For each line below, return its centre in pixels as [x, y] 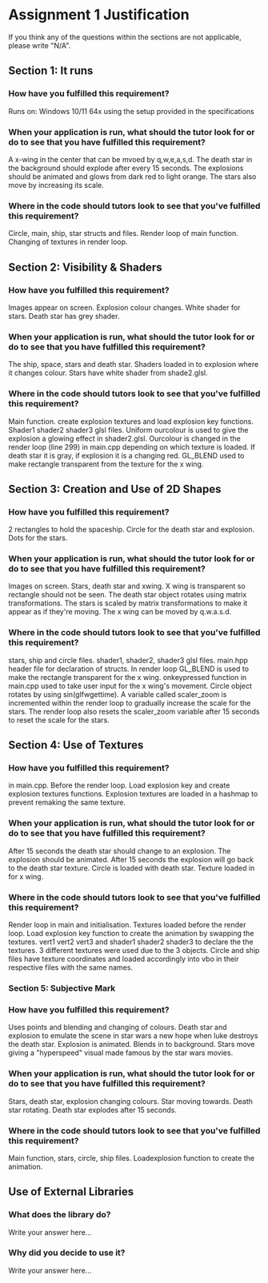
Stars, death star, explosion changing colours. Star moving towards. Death [131, 1101]
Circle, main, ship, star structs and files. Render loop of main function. [123, 234]
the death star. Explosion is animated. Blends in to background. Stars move [132, 1045]
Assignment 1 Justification [99, 15]
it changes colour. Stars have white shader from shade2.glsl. [108, 373]
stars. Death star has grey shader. [64, 316]
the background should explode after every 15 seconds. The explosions [126, 168]
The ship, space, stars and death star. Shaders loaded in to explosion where [134, 365]
